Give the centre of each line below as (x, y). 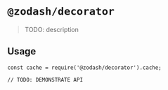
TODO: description (52, 29)
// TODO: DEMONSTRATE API (45, 80)
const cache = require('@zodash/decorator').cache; (84, 68)
